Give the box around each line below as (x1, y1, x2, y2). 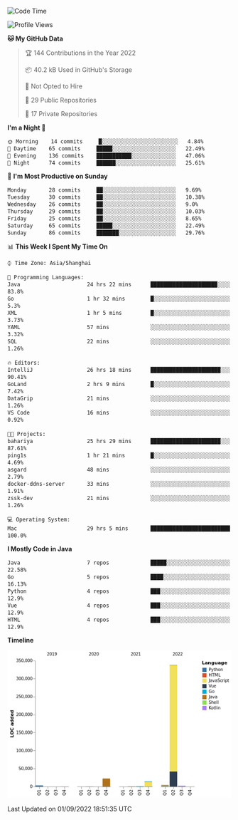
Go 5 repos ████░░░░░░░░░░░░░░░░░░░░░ (7, 574, 231, 581)
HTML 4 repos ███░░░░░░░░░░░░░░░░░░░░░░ (7, 616, 231, 623)
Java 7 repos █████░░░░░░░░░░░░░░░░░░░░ (7, 559, 231, 566)
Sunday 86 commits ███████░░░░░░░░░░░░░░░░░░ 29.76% (7, 229, 205, 237)
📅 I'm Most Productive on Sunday (7, 172, 108, 180)
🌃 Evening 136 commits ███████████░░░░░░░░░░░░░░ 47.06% (7, 152, 205, 160)
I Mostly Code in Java (7, 545, 72, 553)
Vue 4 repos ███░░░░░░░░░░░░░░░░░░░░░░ (7, 602, 231, 609)
